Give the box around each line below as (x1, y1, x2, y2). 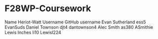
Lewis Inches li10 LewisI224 (4, 29, 61, 35)
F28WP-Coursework (4, 3, 91, 14)
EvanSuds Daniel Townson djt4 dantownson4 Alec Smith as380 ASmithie (4, 24, 154, 30)
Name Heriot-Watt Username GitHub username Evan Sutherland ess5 (4, 19, 146, 25)
